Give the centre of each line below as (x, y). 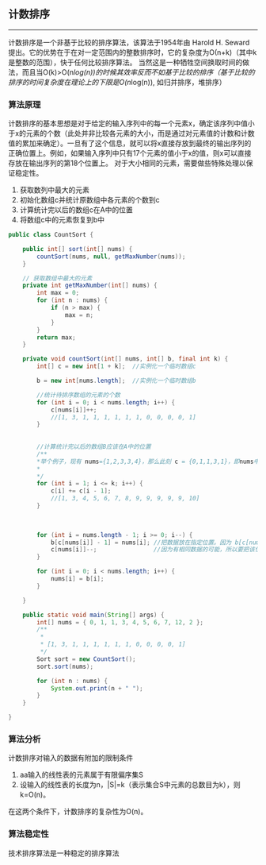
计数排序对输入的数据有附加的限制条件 (70, 758)
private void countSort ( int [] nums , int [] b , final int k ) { (125, 359)
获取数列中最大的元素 (54, 190)
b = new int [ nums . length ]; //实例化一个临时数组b (116, 381)
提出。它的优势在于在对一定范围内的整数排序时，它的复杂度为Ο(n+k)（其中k (133, 52)
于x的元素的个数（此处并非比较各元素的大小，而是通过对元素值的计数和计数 (131, 133)
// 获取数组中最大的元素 (57, 278)
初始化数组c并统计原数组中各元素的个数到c (89, 200)
